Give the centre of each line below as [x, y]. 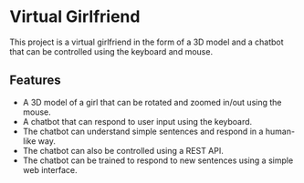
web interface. [50, 169]
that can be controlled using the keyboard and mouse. [111, 51]
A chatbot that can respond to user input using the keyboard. [137, 121]
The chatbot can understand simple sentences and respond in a [143, 131]
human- [280, 131]
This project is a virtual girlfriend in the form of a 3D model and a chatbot [147, 42]
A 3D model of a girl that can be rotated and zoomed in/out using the [152, 102]
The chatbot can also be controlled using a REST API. [123, 150]
